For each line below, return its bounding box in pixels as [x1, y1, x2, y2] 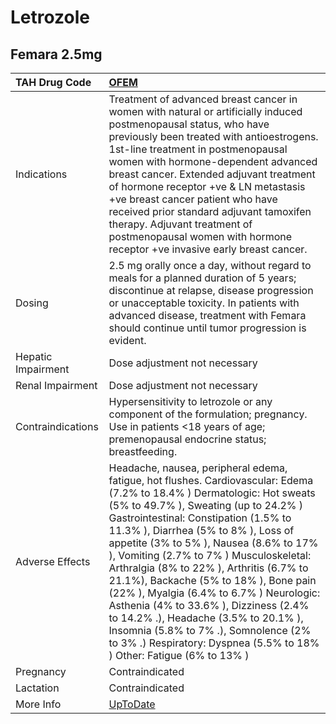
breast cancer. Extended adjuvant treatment [108, 167, 316, 181]
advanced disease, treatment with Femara [108, 309, 307, 322]
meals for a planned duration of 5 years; [108, 271, 297, 285]
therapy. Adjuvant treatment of [108, 217, 253, 231]
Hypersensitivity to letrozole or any [108, 395, 273, 408]
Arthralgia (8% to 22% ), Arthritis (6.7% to [108, 561, 309, 575]
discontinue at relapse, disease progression [108, 284, 314, 297]
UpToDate [108, 697, 156, 711]
